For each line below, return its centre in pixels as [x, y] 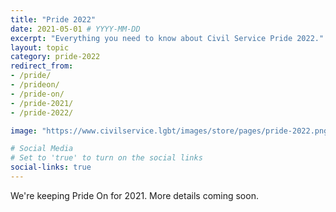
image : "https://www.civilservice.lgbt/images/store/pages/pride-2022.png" [171, 131]
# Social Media [42, 149]
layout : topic [40, 47]
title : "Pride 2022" [53, 19]
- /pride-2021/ [42, 103]
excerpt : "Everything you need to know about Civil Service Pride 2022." [167, 38]
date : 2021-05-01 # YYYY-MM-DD [75, 29]
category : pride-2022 [55, 57]
